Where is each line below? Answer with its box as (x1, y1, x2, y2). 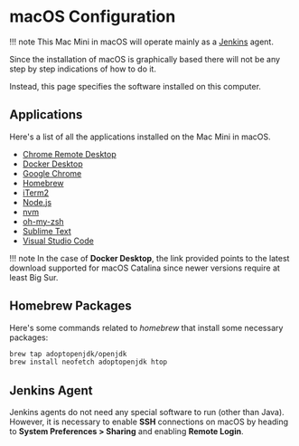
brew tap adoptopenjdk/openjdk (9, 349, 127, 358)
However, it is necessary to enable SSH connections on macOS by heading (9, 416, 289, 427)
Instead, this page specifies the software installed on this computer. (9, 81, 262, 91)
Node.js (22, 196, 52, 207)
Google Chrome (22, 167, 82, 178)
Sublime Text (22, 225, 72, 236)
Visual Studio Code (22, 235, 95, 246)
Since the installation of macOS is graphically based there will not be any (9, 53, 281, 64)
